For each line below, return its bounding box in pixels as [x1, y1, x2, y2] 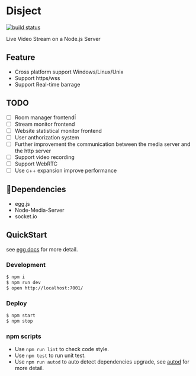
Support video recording [14, 153, 75, 161]
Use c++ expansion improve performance [14, 167, 117, 174]
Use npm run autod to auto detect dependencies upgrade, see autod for [14, 358, 189, 365]
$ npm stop [6, 318, 33, 324]
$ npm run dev [6, 279, 41, 285]
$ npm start [6, 313, 36, 318]
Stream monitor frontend [14, 120, 75, 128]
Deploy [6, 299, 27, 307]
